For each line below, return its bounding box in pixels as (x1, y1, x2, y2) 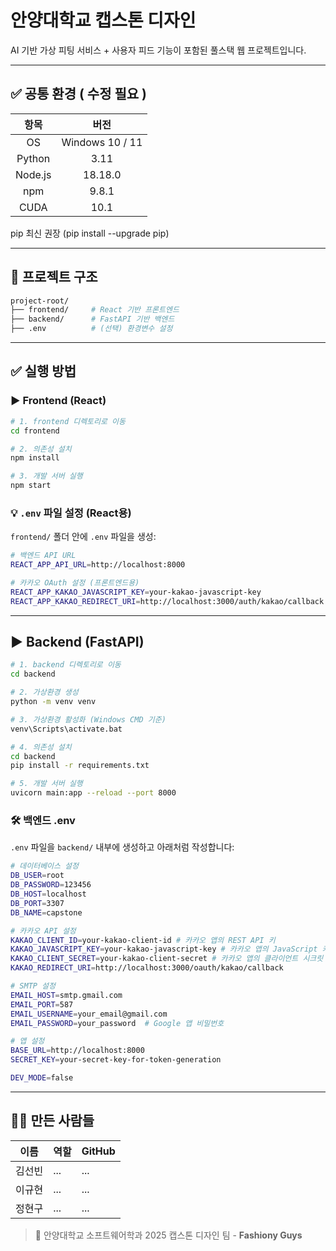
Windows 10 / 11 (61, 135, 143, 149)
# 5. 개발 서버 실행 (10, 779, 83, 789)
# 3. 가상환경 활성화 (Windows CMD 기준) (10, 714, 167, 725)
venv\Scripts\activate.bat (10, 724, 123, 734)
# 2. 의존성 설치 (10, 444, 72, 454)
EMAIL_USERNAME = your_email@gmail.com (10, 1009, 168, 1019)
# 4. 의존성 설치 (10, 742, 72, 752)
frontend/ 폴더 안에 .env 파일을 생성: (10, 531, 157, 543)
